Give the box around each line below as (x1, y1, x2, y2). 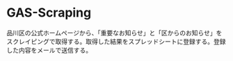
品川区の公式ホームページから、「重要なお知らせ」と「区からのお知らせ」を (6, 28, 223, 37)
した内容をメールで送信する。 (6, 46, 92, 54)
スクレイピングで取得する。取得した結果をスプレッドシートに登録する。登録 (6, 37, 226, 46)
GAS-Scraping (6, 5, 92, 21)
